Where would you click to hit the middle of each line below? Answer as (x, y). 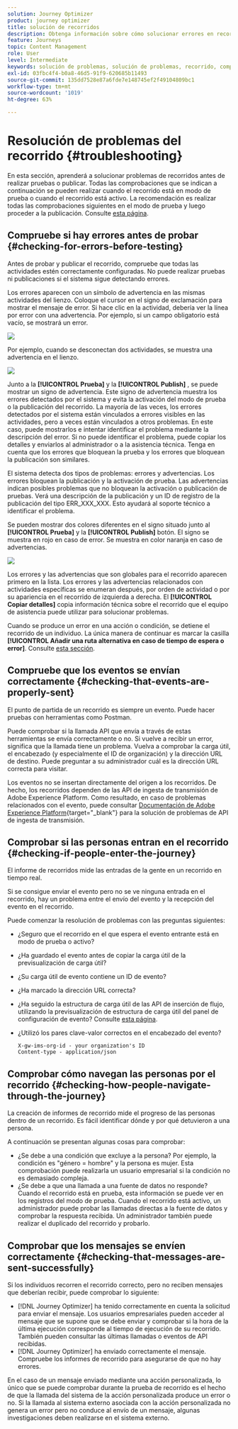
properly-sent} (41, 693)
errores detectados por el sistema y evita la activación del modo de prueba (117, 399)
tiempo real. (25, 878)
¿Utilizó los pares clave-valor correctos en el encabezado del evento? (119, 1033)
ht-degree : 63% (30, 100)
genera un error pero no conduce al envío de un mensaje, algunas (104, 1410)
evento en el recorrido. (41, 907)
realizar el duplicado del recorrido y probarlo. (84, 1223)
